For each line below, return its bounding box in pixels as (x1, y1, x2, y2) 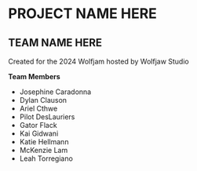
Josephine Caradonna (19, 87, 92, 96)
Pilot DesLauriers (19, 112, 75, 122)
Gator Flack (19, 121, 57, 129)
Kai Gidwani (19, 129, 59, 138)
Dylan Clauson (19, 96, 67, 104)
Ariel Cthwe (19, 104, 58, 113)
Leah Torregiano (19, 154, 73, 163)
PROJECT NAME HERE (8, 5, 157, 23)
